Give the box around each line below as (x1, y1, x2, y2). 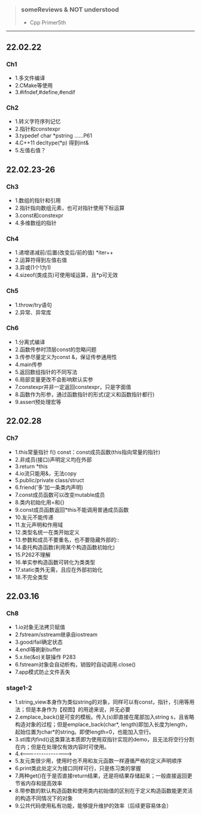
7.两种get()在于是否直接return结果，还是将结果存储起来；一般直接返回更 (14, 772, 193, 779)
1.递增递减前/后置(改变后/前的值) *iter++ (14, 249, 114, 256)
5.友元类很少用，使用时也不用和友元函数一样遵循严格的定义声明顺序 (14, 757, 182, 764)
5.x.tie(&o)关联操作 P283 (14, 653, 76, 661)
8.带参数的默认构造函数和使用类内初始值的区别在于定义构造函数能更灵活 (14, 787, 193, 794)
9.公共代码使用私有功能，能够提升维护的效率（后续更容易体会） (14, 802, 172, 809)
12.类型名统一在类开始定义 (14, 529, 80, 536)
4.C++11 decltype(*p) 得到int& (14, 139, 89, 146)
